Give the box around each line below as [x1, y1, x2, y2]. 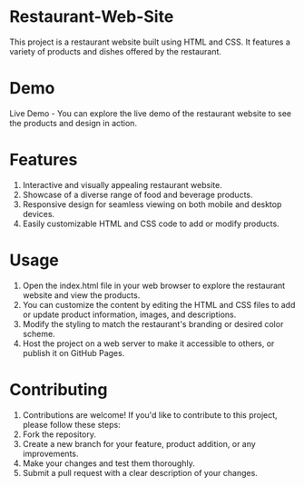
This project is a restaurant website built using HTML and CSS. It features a [9, 36, 290, 47]
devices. [22, 208, 55, 219]
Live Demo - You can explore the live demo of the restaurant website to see [9, 107, 292, 119]
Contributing [9, 379, 108, 400]
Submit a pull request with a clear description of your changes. [22, 467, 259, 478]
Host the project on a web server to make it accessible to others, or [22, 338, 275, 349]
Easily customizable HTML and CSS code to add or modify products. [22, 218, 279, 229]
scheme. [22, 328, 56, 339]
